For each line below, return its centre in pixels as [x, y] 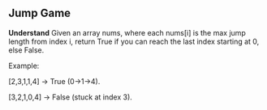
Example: [24, 66]
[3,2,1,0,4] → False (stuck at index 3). [70, 97]
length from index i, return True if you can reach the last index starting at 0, [134, 41]
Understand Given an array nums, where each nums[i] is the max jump [127, 32]
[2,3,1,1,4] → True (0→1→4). [54, 81]
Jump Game [40, 13]
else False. [26, 50]
